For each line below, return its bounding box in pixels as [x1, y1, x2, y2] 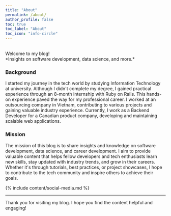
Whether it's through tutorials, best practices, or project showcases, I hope [5, 164, 162, 170]
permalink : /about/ [5, 12, 47, 17]
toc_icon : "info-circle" [5, 31, 58, 36]
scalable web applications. [5, 118, 61, 124]
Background [5, 68, 37, 75]
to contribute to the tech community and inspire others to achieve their [5, 169, 154, 176]
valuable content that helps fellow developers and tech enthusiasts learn [5, 153, 158, 159]
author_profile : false [5, 17, 53, 22]
